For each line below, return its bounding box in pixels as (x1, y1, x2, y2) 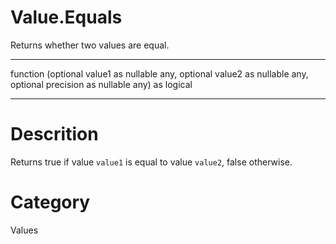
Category (10, 191, 91, 214)
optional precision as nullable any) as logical (10, 78, 193, 90)
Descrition (10, 123, 99, 146)
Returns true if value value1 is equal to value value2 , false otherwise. (10, 156, 293, 168)
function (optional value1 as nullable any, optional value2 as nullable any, (10, 67, 309, 80)
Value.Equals (10, 6, 123, 29)
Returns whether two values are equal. (10, 39, 170, 51)
